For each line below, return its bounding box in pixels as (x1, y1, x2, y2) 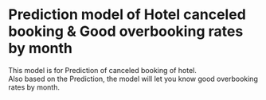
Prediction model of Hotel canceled (8, 6, 247, 24)
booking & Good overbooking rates (8, 22, 244, 40)
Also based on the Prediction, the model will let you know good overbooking (8, 74, 259, 83)
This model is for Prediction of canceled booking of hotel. (8, 65, 197, 75)
